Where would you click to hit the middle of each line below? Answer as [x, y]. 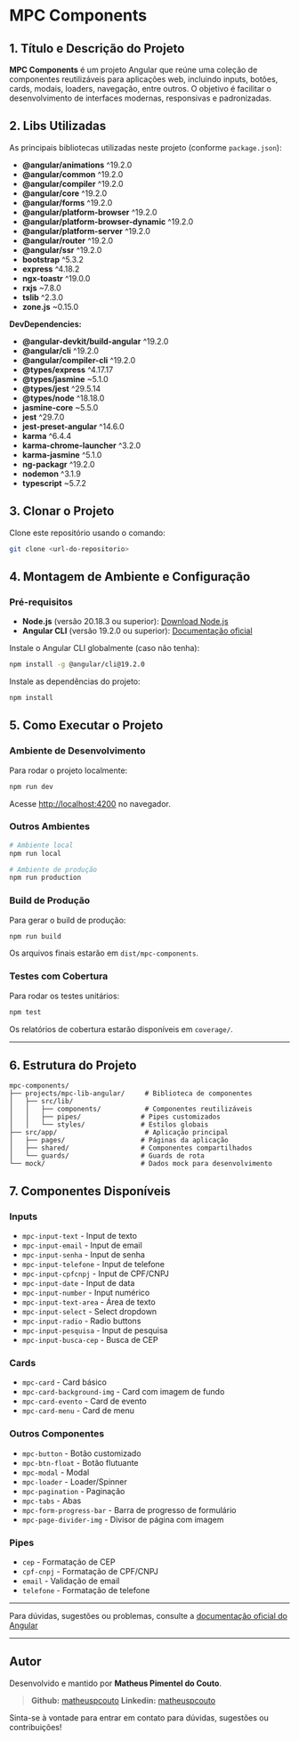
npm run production [45, 878]
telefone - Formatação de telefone [86, 1590]
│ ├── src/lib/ [41, 1102]
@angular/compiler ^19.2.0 [73, 183]
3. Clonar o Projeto [62, 512]
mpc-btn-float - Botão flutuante [81, 1462]
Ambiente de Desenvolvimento [77, 751]
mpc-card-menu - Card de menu [78, 1411]
